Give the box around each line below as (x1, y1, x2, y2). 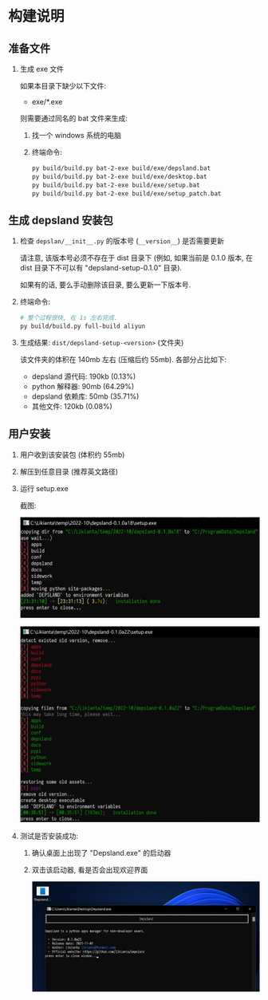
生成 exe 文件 (19, 65, 65, 73)
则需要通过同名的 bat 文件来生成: (19, 113, 128, 123)
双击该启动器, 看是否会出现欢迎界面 (31, 865, 148, 875)
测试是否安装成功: (19, 831, 78, 841)
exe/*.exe (31, 97, 63, 106)
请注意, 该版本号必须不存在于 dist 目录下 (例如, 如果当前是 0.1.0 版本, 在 (19, 253, 253, 263)
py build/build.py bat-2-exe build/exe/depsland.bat (31, 164, 211, 172)
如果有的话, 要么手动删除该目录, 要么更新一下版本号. (19, 280, 191, 289)
